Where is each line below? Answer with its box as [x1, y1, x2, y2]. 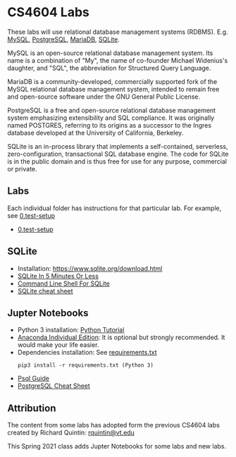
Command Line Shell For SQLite [17, 279, 111, 288]
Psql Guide [17, 374, 49, 383]
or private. [7, 164, 37, 173]
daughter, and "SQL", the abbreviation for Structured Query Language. [7, 63, 211, 72]
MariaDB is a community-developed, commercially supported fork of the [7, 77, 218, 85]
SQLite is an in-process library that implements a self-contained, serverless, [7, 142, 228, 150]
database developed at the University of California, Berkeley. [7, 128, 184, 137]
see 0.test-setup [7, 211, 55, 219]
